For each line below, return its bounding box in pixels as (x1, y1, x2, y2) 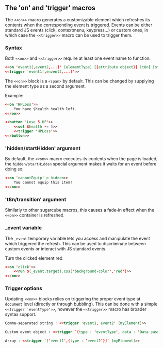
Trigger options (5, 285, 43, 292)
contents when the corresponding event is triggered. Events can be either (5, 22, 153, 28)
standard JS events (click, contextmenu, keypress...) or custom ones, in (5, 27, 148, 33)
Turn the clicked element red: (5, 255, 64, 261)
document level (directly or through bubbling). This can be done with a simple (5, 301, 158, 307)
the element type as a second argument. (5, 83, 86, 89)
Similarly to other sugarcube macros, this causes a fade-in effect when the (5, 207, 154, 213)
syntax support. (5, 312, 36, 317)
